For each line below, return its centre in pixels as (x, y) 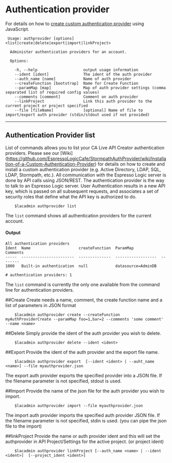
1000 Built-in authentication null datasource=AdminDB (81, 266)
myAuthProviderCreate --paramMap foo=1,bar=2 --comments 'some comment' (84, 319)
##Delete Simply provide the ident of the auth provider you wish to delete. (83, 333)
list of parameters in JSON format (41, 305)
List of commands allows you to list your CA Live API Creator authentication (85, 148)
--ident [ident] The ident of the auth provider (83, 74)
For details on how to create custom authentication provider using (75, 24)
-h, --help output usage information (77, 70)
